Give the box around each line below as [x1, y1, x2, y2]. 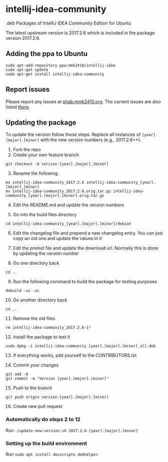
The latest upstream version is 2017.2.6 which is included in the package [5, 30, 155, 36]
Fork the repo [12, 147, 41, 153]
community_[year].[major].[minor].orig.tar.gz [5, 193, 104, 198]
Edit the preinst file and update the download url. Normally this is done [12, 245, 158, 251]
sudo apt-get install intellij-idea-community [5, 72, 104, 77]
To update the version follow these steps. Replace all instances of [5, 132, 141, 138]
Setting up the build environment [5, 439, 87, 446]
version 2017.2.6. [5, 35, 40, 41]
